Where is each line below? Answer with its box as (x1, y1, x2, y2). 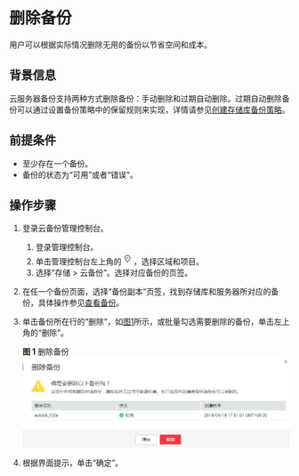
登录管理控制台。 (35, 242, 99, 253)
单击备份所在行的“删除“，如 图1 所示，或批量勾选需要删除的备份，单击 (21, 317, 274, 327)
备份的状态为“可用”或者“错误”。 (21, 169, 138, 180)
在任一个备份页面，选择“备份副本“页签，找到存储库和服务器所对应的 (21, 286, 271, 297)
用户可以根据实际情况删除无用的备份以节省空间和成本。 (9, 39, 212, 50)
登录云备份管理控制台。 (21, 223, 109, 234)
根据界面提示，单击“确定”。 (21, 457, 124, 468)
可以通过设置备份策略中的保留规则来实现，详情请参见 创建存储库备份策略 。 (16, 104, 290, 115)
